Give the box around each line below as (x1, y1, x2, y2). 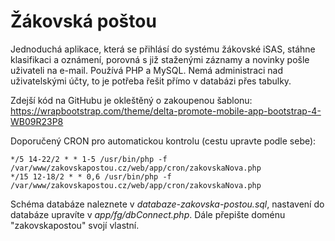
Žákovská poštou (10, 10, 157, 33)
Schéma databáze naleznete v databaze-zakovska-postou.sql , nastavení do (10, 198, 325, 210)
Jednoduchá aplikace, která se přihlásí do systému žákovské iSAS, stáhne (10, 43, 316, 55)
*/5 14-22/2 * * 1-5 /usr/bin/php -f (10, 154, 168, 164)
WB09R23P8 (10, 115, 64, 127)
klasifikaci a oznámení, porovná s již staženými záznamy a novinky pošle (10, 53, 310, 65)
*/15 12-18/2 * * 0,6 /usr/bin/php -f (10, 171, 172, 182)
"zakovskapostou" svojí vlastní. (10, 219, 140, 231)
